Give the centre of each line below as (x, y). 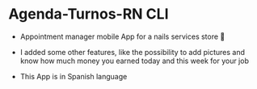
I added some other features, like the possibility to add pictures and (132, 52)
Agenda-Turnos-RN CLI (88, 14)
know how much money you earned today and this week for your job (134, 61)
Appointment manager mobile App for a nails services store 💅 (122, 36)
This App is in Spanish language (74, 76)
